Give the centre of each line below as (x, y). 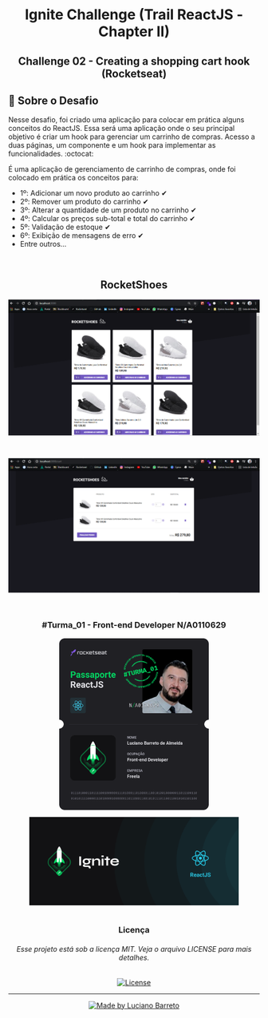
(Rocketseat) (134, 73)
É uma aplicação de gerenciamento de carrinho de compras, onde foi (122, 169)
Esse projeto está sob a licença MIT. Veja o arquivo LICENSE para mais (134, 949)
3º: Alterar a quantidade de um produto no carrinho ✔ (108, 210)
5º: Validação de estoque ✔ (65, 227)
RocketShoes (134, 285)
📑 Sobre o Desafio (53, 100)
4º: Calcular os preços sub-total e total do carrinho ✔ (107, 219)
